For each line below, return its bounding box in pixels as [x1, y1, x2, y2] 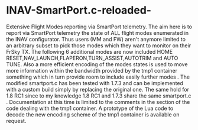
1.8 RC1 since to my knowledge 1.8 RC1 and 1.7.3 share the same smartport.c [6, 92, 191, 99]
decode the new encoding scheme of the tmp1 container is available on [6, 110, 180, 118]
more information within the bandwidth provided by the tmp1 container [6, 67, 178, 74]
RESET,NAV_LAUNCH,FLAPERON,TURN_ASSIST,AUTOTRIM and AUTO [6, 54, 178, 61]
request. [6, 117, 27, 124]
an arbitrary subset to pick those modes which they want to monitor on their [6, 42, 191, 49]
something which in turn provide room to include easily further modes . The [6, 73, 190, 80]
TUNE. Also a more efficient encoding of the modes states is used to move [6, 60, 188, 68]
